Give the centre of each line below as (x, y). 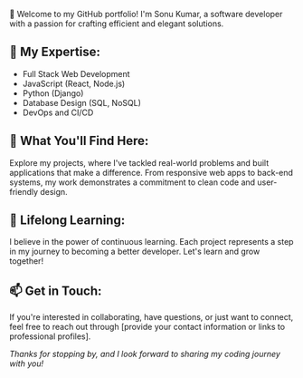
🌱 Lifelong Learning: (67, 221)
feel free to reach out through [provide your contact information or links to (147, 327)
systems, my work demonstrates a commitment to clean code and (133, 182)
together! (26, 261)
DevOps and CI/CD (58, 112)
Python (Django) (53, 93)
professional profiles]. (50, 336)
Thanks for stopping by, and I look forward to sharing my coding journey (145, 354)
